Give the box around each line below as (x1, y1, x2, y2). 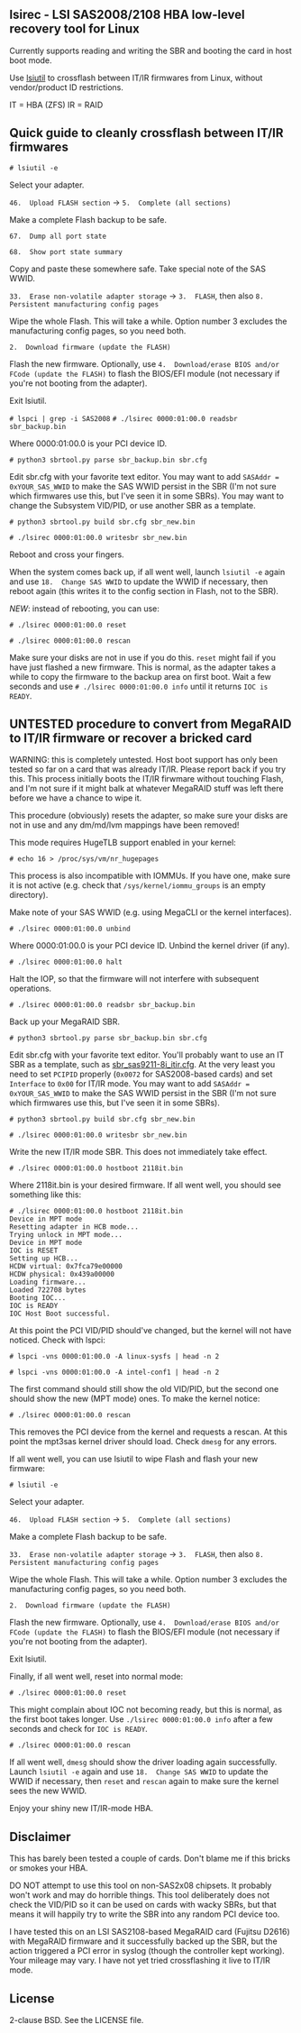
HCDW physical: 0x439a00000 (9, 1270, 115, 1279)
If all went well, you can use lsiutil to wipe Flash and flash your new (9, 1453, 259, 1464)
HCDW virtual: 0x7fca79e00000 (9, 1262, 123, 1271)
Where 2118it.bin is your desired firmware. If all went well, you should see (9, 1180, 282, 1191)
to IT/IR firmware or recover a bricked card (9, 730, 252, 746)
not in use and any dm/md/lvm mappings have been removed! (9, 820, 240, 830)
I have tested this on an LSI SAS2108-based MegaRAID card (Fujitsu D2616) (9, 1927, 290, 1937)
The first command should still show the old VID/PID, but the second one (9, 1384, 279, 1395)
